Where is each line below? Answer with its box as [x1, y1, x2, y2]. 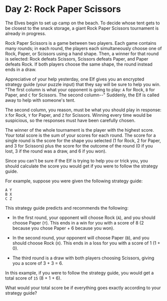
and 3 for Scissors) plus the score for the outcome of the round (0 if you [5, 143, 153, 149]
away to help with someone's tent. [5, 97, 76, 103]
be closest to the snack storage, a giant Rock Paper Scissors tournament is [5, 25, 159, 31]
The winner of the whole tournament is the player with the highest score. [5, 127, 154, 133]
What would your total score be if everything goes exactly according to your [5, 285, 161, 291]
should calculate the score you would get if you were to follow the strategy [5, 163, 158, 169]
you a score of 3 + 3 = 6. [12, 260, 64, 266]
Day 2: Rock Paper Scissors [5, 3, 121, 15]
